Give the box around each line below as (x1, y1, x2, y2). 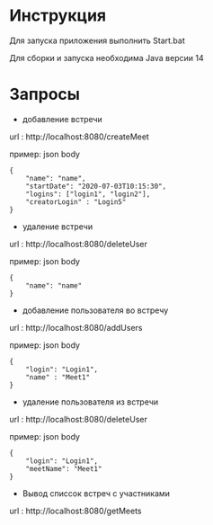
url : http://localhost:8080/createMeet (9, 131, 150, 142)
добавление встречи (22, 113, 103, 124)
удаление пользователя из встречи (22, 396, 159, 407)
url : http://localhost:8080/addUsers (9, 322, 143, 333)
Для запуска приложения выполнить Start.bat (9, 35, 186, 46)
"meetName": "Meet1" (25, 464, 102, 473)
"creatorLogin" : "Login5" (25, 197, 127, 207)
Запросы (9, 85, 81, 104)
